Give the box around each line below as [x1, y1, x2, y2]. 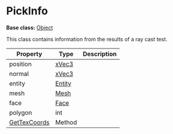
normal [9, 69, 29, 78]
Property [16, 50, 43, 58]
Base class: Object [6, 24, 53, 31]
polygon [9, 108, 32, 117]
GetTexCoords [9, 118, 50, 126]
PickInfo [6, 4, 48, 18]
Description [82, 50, 117, 58]
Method [55, 118, 78, 126]
